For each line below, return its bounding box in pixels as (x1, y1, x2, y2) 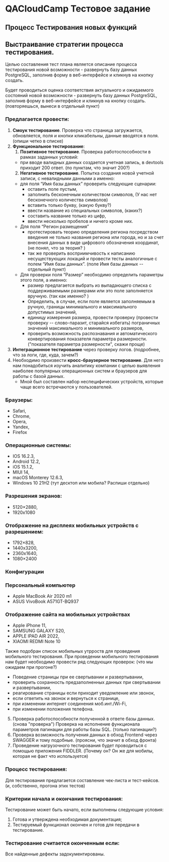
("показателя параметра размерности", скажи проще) (27, 341, 145, 347)
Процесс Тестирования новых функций (5, 23, 137, 32)
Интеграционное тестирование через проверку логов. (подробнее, (12, 346, 160, 352)
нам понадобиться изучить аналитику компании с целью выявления (12, 362, 160, 368)
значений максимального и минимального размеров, (27, 325, 144, 331)
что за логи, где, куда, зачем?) (12, 352, 78, 358)
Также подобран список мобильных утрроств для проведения (5, 648, 140, 654)
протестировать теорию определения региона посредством (27, 228, 158, 234)
